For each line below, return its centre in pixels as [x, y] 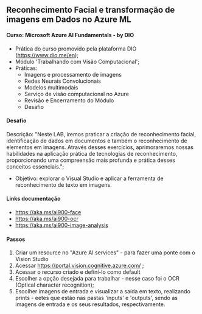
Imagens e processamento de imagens [73, 74]
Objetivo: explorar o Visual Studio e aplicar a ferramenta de [89, 178]
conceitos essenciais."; [35, 166]
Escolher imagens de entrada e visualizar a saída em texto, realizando [103, 291]
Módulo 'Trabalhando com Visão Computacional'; [77, 61]
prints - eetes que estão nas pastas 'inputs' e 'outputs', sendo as [96, 298]
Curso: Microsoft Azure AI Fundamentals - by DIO [70, 35]
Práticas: [26, 68]
